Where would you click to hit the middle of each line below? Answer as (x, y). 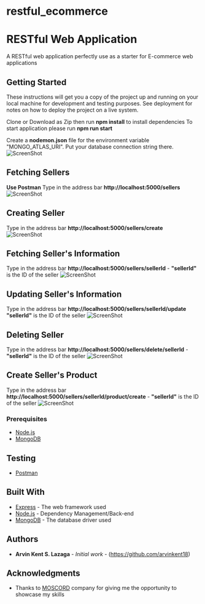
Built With (25, 492)
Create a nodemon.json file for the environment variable (78, 140)
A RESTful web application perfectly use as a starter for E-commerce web (100, 56)
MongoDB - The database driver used (63, 520)
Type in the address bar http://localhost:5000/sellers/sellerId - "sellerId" (102, 269)
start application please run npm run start (59, 128)
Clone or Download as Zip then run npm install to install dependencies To (100, 121)
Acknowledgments (44, 573)
